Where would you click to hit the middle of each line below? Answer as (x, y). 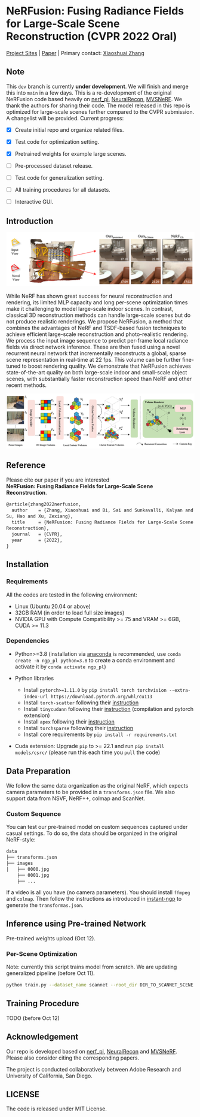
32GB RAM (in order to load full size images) (70, 613)
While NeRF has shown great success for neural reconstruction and (89, 296)
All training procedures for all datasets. (62, 190)
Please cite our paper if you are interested (58, 480)
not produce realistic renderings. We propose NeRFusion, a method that (95, 321)
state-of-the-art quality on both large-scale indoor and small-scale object (97, 372)
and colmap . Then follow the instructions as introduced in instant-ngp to (94, 898)
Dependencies (28, 641)
